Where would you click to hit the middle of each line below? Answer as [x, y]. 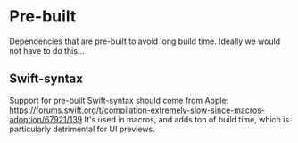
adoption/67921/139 [46, 119]
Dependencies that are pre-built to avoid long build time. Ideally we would [145, 41]
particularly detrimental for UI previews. [82, 129]
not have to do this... [47, 50]
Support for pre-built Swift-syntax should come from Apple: [119, 100]
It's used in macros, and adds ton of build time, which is [187, 119]
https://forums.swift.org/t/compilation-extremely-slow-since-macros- [137, 110]
